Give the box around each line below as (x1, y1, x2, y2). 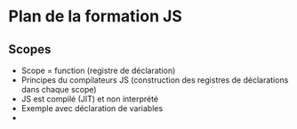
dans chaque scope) (20, 85, 97, 94)
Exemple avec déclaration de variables (20, 103, 164, 113)
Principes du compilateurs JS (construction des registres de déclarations (20, 75, 289, 85)
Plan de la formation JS (8, 6, 183, 27)
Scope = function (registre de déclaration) (20, 65, 176, 76)
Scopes (8, 42, 52, 57)
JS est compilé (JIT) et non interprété (20, 93, 159, 104)
